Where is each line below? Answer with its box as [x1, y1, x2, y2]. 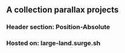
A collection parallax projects [6, 5, 119, 15]
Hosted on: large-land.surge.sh [6, 39, 101, 48]
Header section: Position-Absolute [6, 23, 111, 31]
